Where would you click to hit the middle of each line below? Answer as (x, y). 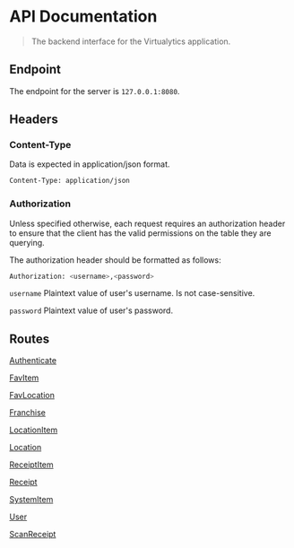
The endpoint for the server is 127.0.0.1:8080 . (95, 91)
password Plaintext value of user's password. (91, 310)
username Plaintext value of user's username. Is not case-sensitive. (132, 293)
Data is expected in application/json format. (90, 164)
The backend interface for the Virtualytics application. (131, 41)
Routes (30, 339)
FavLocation (32, 396)
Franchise (28, 413)
